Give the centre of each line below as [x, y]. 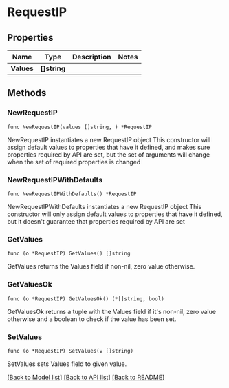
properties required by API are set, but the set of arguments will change [109, 154]
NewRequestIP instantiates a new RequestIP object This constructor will [109, 139]
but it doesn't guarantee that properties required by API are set [96, 221]
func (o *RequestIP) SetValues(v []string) [70, 351]
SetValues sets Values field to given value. [67, 364]
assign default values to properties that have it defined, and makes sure [109, 147]
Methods [27, 93]
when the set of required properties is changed [74, 162]
